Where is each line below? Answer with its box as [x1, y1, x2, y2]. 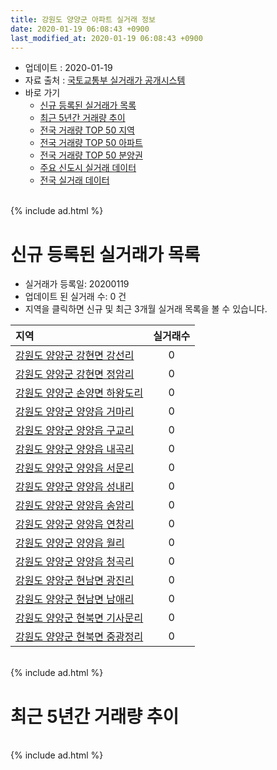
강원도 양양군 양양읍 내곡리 [15, 442, 135, 456]
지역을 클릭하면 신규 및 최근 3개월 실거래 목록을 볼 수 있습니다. [24, 303, 268, 315]
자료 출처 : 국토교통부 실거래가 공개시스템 [24, 74, 186, 86]
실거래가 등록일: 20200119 [24, 278, 130, 290]
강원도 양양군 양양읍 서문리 [15, 461, 135, 475]
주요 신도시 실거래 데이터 [39, 162, 137, 174]
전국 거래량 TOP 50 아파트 [39, 137, 143, 149]
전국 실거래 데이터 [39, 174, 110, 186]
